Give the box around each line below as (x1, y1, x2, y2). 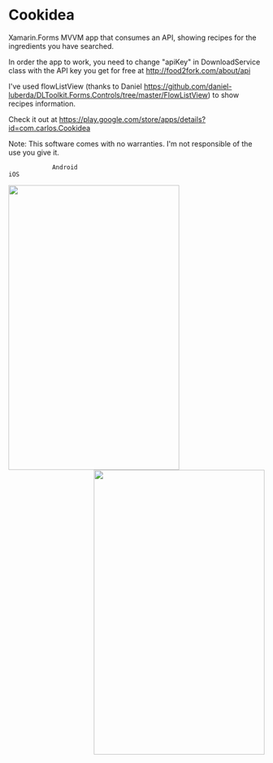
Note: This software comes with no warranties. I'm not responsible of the (8, 138, 253, 148)
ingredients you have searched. (8, 41, 115, 50)
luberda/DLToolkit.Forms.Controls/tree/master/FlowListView (8, 89, 209, 99)
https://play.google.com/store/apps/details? (58, 114, 206, 124)
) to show (207, 89, 240, 99)
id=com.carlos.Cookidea (8, 123, 91, 133)
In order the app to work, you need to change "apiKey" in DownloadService (8, 57, 261, 67)
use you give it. (8, 147, 59, 157)
